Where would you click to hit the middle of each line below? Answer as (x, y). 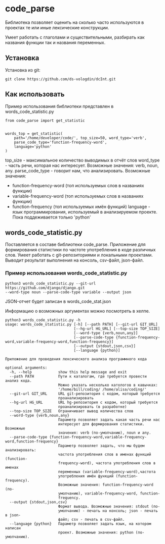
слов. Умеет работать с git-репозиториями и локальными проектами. (79, 255)
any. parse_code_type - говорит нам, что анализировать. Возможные (78, 170)
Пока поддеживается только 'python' (52, 217)
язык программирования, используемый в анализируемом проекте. (85, 212)
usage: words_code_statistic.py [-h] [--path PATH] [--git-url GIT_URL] (82, 324)
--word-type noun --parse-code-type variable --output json (68, 292)
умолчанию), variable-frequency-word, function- (109, 493)
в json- (13, 515)
